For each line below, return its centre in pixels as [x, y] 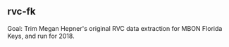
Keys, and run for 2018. [41, 36]
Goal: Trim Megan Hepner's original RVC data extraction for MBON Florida [115, 28]
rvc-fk [21, 12]
